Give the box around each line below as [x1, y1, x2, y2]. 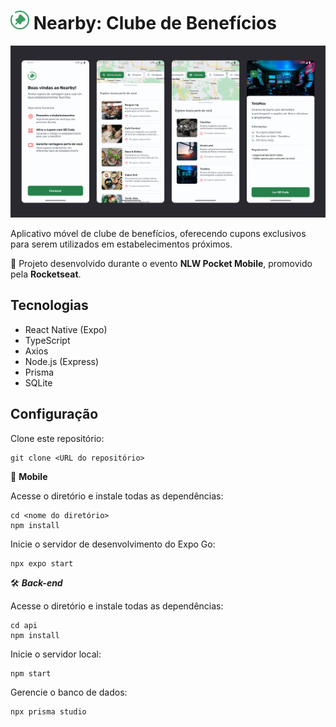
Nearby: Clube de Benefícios [33, 12, 277, 35]
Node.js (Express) [24, 355, 100, 367]
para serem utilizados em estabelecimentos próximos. [10, 238, 233, 250]
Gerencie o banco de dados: [10, 686, 128, 698]
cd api [10, 620, 38, 630]
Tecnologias [10, 297, 89, 314]
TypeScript [24, 334, 71, 346]
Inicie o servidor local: [10, 648, 102, 660]
